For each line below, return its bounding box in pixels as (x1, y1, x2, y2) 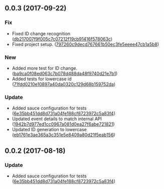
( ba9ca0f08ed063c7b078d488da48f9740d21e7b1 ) (12, 70, 118, 76)
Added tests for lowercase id (12, 75, 72, 82)
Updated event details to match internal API (12, 116, 102, 122)
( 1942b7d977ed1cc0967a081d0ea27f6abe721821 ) (12, 121, 115, 127)
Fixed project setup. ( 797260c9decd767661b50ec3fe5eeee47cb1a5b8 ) (12, 41, 159, 47)
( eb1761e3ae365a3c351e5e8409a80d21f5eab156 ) (12, 132, 115, 138)
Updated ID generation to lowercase (12, 127, 87, 133)
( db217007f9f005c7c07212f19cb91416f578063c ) (12, 36, 113, 42)
